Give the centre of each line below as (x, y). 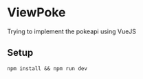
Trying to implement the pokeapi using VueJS (71, 31)
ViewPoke (36, 13)
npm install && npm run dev (47, 68)
